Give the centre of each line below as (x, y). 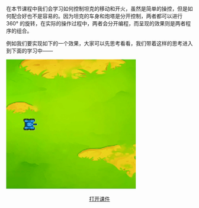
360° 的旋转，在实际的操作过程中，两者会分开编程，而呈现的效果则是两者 (96, 23)
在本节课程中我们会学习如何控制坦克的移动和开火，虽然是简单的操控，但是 (97, 9)
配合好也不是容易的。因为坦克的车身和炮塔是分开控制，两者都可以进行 (97, 16)
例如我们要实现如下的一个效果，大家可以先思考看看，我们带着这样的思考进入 (99, 43)
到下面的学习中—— (30, 51)
